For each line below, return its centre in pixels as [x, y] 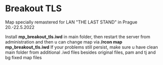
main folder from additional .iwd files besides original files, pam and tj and [81, 52]
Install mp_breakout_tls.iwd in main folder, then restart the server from [78, 37]
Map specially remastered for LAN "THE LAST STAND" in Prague [71, 22]
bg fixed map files [24, 57]
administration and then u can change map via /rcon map [64, 42]
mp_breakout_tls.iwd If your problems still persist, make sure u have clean [82, 47]
